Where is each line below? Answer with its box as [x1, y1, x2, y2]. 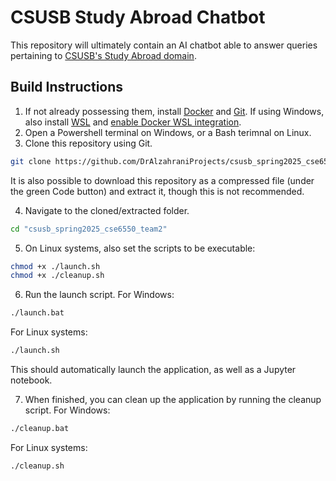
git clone [10, 156, 52, 166]
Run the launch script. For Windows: [24, 289, 175, 301]
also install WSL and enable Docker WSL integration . [24, 116, 242, 128]
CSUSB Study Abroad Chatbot [10, 6, 266, 29]
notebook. [10, 374, 53, 386]
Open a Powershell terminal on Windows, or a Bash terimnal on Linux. [24, 126, 312, 138]
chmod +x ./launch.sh [10, 261, 101, 271]
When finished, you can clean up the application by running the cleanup [24, 394, 322, 405]
